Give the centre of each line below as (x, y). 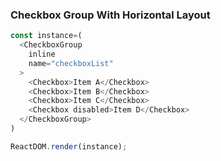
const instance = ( (46, 36)
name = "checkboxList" (71, 63)
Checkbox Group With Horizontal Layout (110, 15)
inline (42, 54)
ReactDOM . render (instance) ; (69, 146)
